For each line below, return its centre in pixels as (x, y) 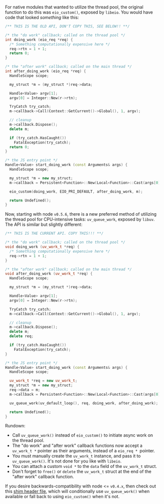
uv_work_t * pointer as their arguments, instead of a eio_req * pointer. (83, 451)
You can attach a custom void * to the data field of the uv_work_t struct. (84, 466)
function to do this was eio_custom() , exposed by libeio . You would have (79, 12)
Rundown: (15, 426)
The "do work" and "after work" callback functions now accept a (77, 445)
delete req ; (22, 336)
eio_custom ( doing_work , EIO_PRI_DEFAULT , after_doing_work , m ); (76, 192)
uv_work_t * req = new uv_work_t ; (43, 381)
